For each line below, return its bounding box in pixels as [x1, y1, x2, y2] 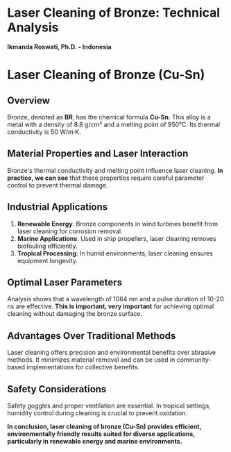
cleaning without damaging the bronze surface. [7, 310, 143, 318]
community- [176, 355, 212, 364]
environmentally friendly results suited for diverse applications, [7, 430, 196, 438]
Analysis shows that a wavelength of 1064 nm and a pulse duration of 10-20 [7, 295, 224, 303]
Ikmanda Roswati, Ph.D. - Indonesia [7, 42, 112, 51]
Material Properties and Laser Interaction [7, 148, 189, 160]
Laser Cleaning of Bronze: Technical [7, 5, 221, 21]
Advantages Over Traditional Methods [7, 330, 176, 342]
